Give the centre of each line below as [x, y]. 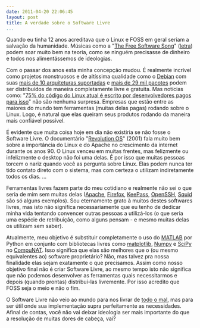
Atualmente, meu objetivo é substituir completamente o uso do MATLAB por [99, 238]
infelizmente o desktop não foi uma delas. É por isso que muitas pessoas [96, 158]
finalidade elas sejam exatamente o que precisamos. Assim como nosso [95, 263]
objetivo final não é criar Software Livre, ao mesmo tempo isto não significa [99, 269]
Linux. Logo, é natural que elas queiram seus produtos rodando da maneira [98, 114]
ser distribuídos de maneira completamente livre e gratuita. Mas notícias [95, 89]
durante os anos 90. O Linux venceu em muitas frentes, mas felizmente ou [97, 151]
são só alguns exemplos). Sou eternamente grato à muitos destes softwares [99, 201]
